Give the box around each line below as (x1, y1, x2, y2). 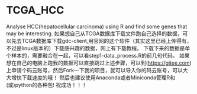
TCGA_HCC (6, 4, 64, 17)
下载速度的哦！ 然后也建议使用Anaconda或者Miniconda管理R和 (21, 74, 176, 81)
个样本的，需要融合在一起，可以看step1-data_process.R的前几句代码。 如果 (6, 52, 190, 59)
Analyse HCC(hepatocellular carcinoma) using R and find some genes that (6, 23, 188, 30)
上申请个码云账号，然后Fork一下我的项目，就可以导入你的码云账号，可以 (6, 66, 183, 73)
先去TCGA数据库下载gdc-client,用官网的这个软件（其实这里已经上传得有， (11, 37, 192, 44)
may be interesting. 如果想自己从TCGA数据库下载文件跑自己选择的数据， (6, 30, 183, 37)
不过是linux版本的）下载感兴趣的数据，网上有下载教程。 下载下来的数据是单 (6, 45, 190, 52)
